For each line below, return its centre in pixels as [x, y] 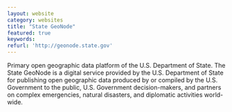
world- [214, 95]
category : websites [35, 20]
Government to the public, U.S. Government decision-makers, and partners [114, 87]
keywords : [21, 39]
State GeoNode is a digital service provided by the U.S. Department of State [115, 73]
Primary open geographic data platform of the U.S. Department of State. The [116, 65]
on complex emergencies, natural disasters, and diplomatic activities [105, 95]
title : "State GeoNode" [42, 26]
